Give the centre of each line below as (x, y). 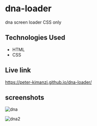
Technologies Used (35, 38)
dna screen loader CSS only (33, 22)
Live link (18, 70)
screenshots (25, 97)
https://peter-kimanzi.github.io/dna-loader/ (48, 82)
